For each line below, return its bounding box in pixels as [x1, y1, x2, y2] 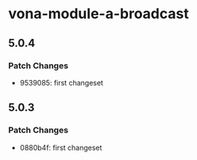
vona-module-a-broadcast [8, 5, 189, 23]
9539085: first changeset [19, 78, 103, 87]
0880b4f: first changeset [19, 143, 102, 152]
